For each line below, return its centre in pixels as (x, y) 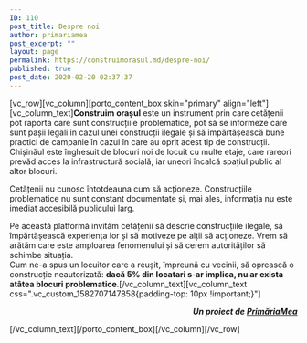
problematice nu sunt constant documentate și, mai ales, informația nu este (151, 198)
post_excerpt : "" (42, 43)
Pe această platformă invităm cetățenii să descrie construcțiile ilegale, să (146, 225)
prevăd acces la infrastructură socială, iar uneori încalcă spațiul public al (146, 161)
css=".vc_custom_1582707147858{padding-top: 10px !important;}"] (135, 294)
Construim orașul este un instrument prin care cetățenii (178, 113)
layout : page (34, 52)
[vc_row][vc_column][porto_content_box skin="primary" (115, 103)
